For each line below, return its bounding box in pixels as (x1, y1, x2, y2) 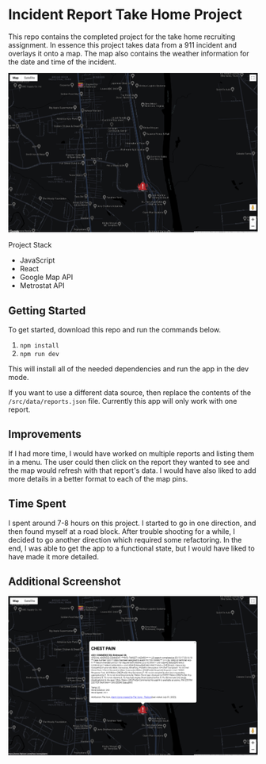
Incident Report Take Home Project (8, 6, 243, 24)
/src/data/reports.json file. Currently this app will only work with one (8, 396, 237, 405)
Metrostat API (19, 281, 65, 290)
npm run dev (19, 350, 59, 358)
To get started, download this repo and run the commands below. (8, 324, 222, 334)
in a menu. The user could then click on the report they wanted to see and (8, 457, 250, 466)
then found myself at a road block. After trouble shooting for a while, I (8, 526, 235, 536)
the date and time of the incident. (8, 57, 117, 67)
